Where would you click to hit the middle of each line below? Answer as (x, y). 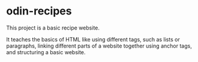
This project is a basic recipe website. (53, 28)
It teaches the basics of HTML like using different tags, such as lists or (93, 39)
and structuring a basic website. (46, 52)
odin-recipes (39, 11)
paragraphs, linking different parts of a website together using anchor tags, (99, 46)
